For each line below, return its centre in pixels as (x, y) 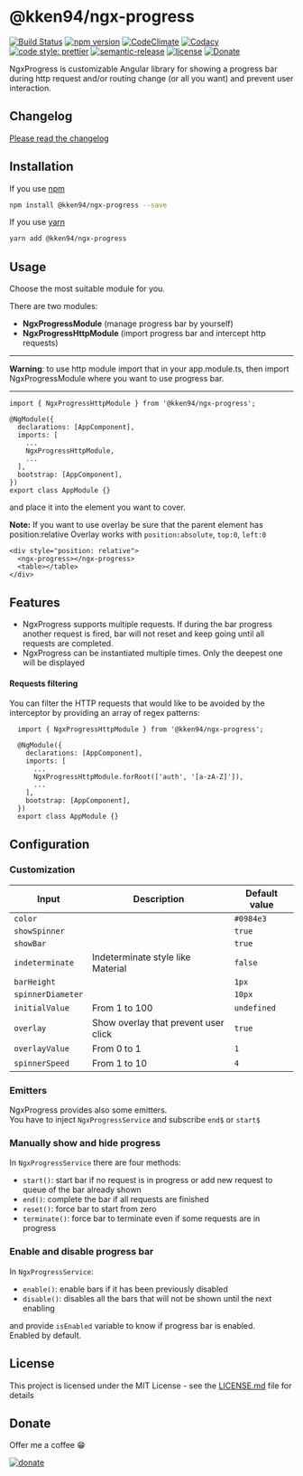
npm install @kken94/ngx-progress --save (88, 205)
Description (159, 898)
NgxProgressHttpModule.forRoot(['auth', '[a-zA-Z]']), (138, 777)
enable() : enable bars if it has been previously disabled (125, 1289)
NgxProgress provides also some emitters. (88, 1110)
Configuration (50, 844)
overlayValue (42, 1048)
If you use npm (37, 188)
